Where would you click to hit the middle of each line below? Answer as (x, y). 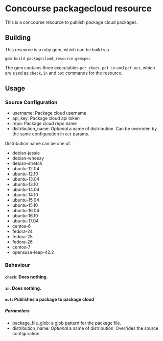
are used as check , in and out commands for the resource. (64, 73)
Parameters (17, 310)
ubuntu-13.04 (26, 179)
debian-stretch (27, 163)
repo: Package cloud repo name (45, 124)
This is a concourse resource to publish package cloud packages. (71, 22)
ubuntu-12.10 (25, 174)
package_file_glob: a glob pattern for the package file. (67, 323)
